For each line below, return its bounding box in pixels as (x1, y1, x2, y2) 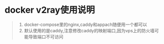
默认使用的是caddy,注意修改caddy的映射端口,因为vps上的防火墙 (24, 27, 155, 33)
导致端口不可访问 (28, 34, 64, 40)
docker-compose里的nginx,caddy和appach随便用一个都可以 (24, 22, 147, 27)
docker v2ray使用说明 (4, 4, 95, 16)
